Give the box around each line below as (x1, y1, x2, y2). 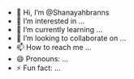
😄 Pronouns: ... (15, 54, 69, 64)
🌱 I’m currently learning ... (15, 25, 103, 34)
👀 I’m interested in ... (15, 16, 85, 26)
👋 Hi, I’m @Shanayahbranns (15, 8, 110, 17)
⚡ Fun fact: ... (15, 63, 61, 73)
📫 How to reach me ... (15, 43, 92, 52)
